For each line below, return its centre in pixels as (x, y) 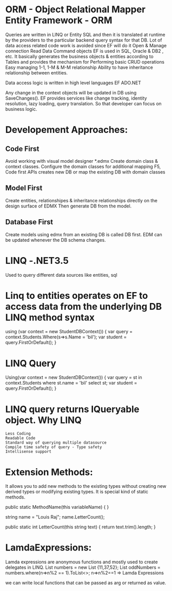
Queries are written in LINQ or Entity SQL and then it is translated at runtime (85, 34)
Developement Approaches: (67, 130)
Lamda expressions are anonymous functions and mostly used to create (82, 562)
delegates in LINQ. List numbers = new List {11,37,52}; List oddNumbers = (83, 567)
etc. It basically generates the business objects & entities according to (80, 56)
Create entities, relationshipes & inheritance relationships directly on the (81, 200)
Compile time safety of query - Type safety (54, 447)
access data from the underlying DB (84, 306)
